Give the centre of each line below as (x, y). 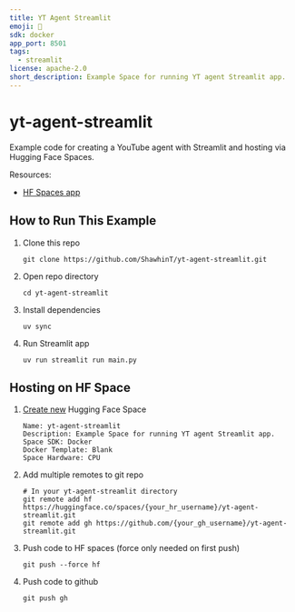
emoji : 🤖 (26, 26)
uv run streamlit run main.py (80, 360)
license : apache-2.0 (49, 69)
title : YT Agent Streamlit (60, 18)
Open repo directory (60, 276)
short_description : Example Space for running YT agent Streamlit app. (147, 77)
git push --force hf (61, 565)
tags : (20, 52)
